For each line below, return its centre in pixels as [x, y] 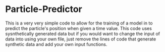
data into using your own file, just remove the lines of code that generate [81, 39]
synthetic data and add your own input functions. [56, 44]
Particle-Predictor [44, 9]
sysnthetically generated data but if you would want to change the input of [83, 33]
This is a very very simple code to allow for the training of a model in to [79, 23]
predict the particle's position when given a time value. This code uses [79, 28]
